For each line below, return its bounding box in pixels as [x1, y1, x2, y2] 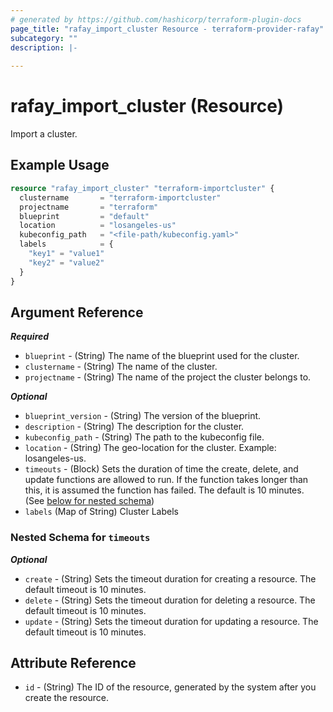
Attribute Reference [10, 655, 137, 671]
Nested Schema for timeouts [10, 531, 151, 545]
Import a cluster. [10, 128, 78, 140]
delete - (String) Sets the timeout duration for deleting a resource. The [24, 594, 316, 606]
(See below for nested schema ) [24, 495, 155, 507]
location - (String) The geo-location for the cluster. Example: [24, 442, 277, 454]
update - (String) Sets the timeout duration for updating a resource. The [24, 615, 319, 627]
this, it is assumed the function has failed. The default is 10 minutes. [24, 484, 305, 496]
